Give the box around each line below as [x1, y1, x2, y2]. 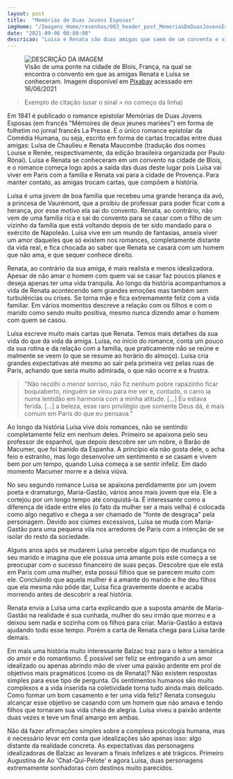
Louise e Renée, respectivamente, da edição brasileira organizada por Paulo [7, 149, 225, 157]
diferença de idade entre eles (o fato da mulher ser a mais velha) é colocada [7, 503, 225, 511]
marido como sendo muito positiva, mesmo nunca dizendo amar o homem [7, 309, 220, 317]
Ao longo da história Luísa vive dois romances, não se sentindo [7, 423, 188, 431]
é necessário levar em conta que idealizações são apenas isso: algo [7, 734, 202, 743]
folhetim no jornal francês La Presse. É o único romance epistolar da [7, 127, 202, 135]
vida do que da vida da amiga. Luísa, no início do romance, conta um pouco [7, 337, 224, 345]
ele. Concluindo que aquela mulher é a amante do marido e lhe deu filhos [7, 575, 216, 584]
